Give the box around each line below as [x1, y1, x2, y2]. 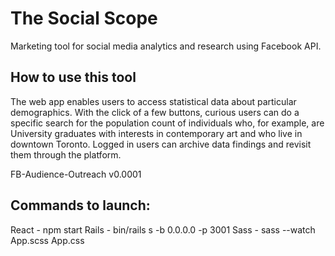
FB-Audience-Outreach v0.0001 [10, 168, 142, 180]
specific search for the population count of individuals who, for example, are [10, 117, 325, 129]
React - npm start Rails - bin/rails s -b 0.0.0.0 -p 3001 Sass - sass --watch [10, 223, 316, 236]
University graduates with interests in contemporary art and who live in [10, 127, 303, 139]
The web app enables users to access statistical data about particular [10, 95, 297, 107]
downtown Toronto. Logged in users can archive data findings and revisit [10, 138, 312, 150]
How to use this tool [10, 69, 137, 86]
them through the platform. [10, 148, 122, 161]
